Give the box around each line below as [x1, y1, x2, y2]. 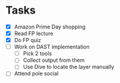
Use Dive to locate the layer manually [23, 63, 114, 71]
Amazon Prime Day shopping [14, 23, 86, 30]
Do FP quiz [14, 37, 42, 44]
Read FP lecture [14, 30, 54, 37]
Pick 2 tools [23, 50, 52, 57]
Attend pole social [14, 70, 59, 77]
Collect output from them [23, 57, 85, 64]
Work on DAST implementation [14, 43, 90, 50]
